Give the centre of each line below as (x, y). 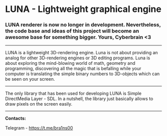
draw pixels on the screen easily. (39, 104)
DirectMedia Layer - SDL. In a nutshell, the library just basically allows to (79, 99)
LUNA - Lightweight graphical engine (83, 9)
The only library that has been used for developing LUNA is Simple (73, 94)
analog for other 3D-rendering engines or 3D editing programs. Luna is (78, 58)
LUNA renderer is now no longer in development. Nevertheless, (83, 25)
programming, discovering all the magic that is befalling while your (73, 69)
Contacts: (16, 119)
